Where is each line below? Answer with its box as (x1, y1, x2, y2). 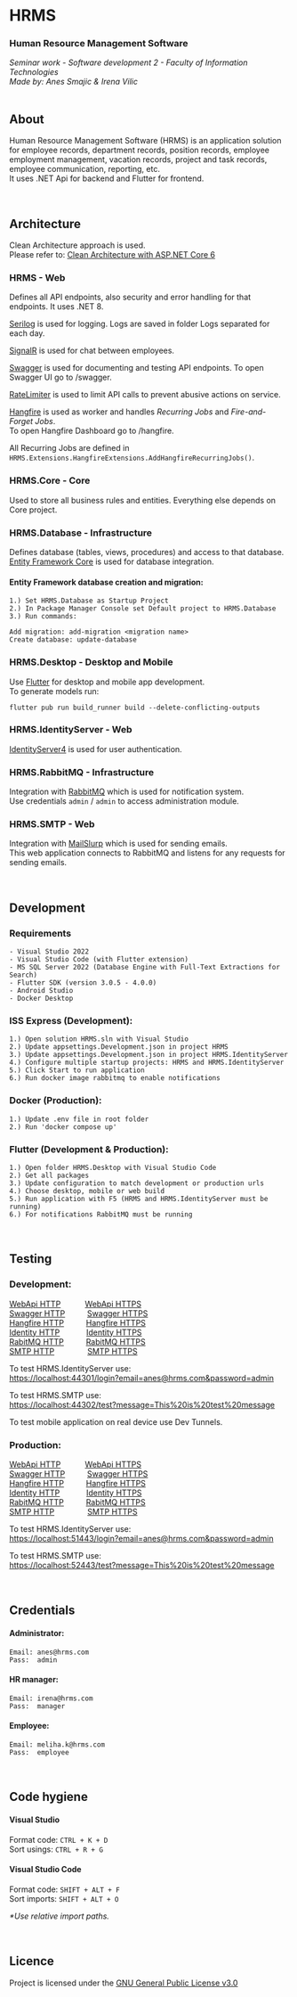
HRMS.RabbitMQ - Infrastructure (9, 765, 155, 778)
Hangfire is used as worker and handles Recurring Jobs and (9, 406, 229, 417)
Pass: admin (9, 1655, 58, 1665)
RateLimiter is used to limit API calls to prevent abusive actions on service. (9, 389, 282, 400)
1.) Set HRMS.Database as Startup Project (9, 596, 169, 606)
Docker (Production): (9, 1094, 102, 1107)
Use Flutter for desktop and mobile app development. (9, 676, 205, 687)
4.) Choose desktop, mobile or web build (9, 1186, 165, 1195)
